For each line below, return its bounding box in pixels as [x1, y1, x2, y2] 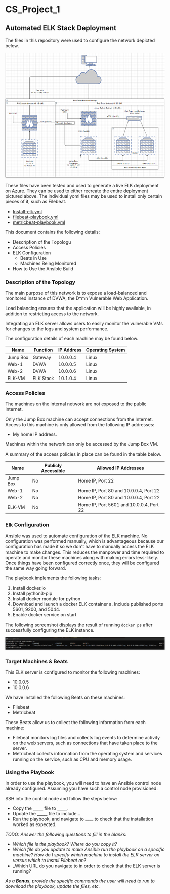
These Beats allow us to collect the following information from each [5, 719, 146, 726]
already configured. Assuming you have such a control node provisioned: [5, 785, 158, 792]
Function [33, 347, 53, 353]
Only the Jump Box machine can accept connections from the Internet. [5, 416, 153, 422]
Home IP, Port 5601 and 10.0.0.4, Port [78, 501, 159, 508]
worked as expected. [12, 821, 57, 828]
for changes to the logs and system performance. [5, 326, 109, 332]
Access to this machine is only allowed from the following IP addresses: [5, 422, 155, 428]
